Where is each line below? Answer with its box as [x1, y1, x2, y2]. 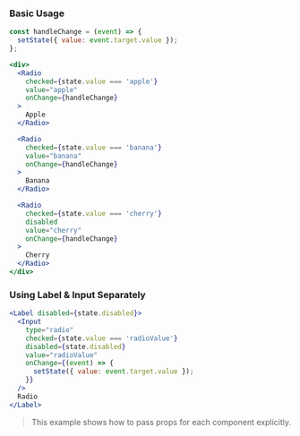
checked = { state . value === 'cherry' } [25, 209, 163, 218]
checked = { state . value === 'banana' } [25, 142, 163, 152]
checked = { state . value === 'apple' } [25, 77, 159, 86]
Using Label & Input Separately [9, 288, 146, 301]
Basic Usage [9, 7, 65, 20]
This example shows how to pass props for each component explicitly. [30, 416, 292, 427]
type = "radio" [25, 325, 74, 334]
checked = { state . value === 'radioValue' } [25, 334, 178, 343]
